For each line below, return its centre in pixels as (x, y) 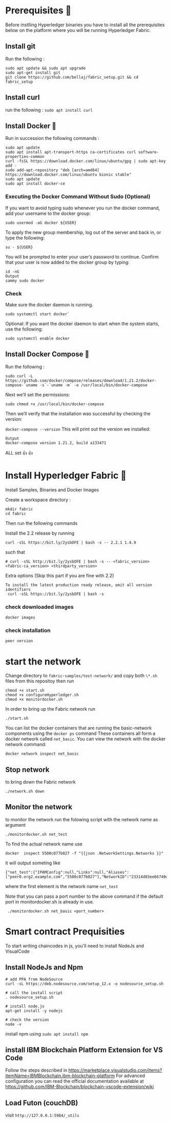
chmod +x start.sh (25, 691)
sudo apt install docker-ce (35, 184)
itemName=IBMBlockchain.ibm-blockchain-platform (60, 1076)
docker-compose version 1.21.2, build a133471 (56, 443)
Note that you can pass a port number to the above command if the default (84, 896)
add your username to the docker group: (48, 213)
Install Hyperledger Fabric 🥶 (66, 475)
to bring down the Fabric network (40, 782)
